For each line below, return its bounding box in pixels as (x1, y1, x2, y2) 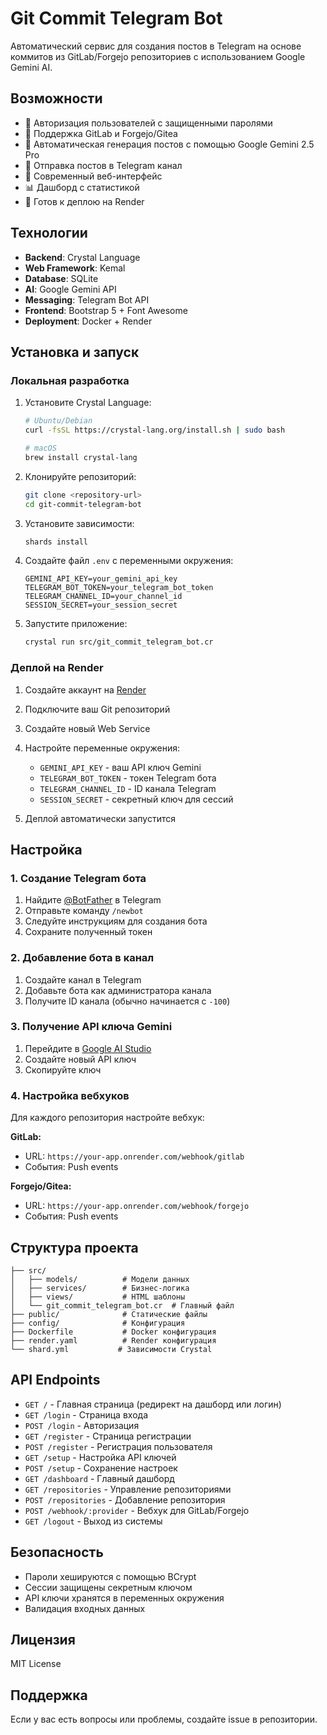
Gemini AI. (10, 61, 53, 73)
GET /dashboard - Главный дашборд (24, 1472, 175, 1484)
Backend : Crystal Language (24, 251, 141, 263)
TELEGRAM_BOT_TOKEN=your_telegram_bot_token (24, 583, 214, 593)
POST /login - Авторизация (24, 1419, 140, 1431)
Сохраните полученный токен (24, 926, 153, 938)
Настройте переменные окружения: (24, 742, 181, 754)
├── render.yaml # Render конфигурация (10, 1335, 217, 1346)
